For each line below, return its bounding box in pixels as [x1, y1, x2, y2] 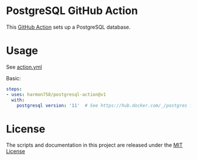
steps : [6, 86, 22, 92]
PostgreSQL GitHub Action [6, 4, 138, 18]
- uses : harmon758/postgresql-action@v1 [6, 91, 107, 97]
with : [11, 97, 25, 103]
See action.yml [6, 63, 42, 70]
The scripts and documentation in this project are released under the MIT [6, 142, 183, 149]
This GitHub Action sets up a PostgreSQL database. [6, 23, 131, 30]
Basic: [6, 74, 21, 81]
